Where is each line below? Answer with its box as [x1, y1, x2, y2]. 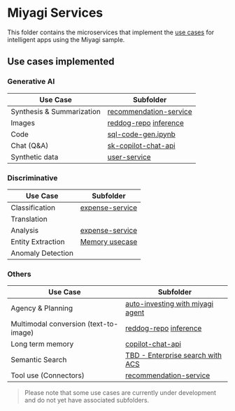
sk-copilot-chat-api [107, 140, 176, 150]
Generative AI [7, 77, 55, 87]
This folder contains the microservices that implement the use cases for [7, 28, 215, 36]
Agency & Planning [10, 303, 73, 313]
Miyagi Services [7, 5, 104, 21]
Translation [10, 214, 48, 224]
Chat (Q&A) [10, 140, 49, 150]
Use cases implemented [7, 56, 115, 68]
